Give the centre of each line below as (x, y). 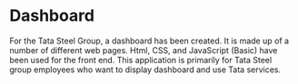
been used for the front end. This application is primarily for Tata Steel (141, 60)
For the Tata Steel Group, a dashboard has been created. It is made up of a (149, 41)
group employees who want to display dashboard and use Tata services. (145, 70)
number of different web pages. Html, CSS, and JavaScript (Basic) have (144, 50)
